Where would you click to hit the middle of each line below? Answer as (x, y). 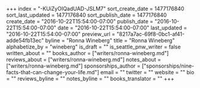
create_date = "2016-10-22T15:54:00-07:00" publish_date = (80, 21)
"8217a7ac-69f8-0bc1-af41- (150, 34)
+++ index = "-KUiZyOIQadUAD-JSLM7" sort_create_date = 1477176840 (95, 9)
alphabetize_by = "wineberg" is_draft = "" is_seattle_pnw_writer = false (93, 47)
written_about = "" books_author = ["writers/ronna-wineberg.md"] (87, 53)
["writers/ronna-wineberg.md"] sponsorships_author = (73, 66)
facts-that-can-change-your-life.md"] (53, 72)
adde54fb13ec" (25, 40)
